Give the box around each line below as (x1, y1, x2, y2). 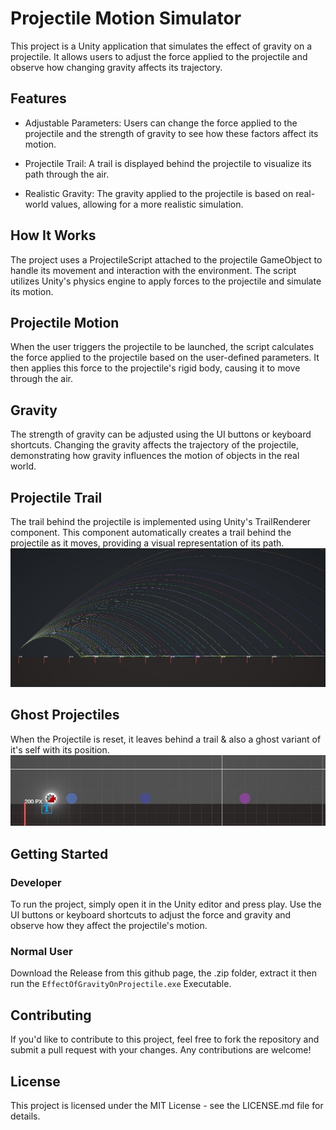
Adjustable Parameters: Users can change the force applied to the (24, 117, 298, 129)
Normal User (10, 945, 73, 959)
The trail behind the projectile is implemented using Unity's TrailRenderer (10, 516, 312, 527)
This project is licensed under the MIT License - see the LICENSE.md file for (10, 1100, 324, 1112)
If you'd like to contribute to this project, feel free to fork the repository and (10, 1033, 320, 1046)
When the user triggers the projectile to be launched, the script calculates (10, 341, 315, 353)
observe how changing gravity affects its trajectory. (10, 61, 223, 73)
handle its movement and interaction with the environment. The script (10, 264, 297, 276)
